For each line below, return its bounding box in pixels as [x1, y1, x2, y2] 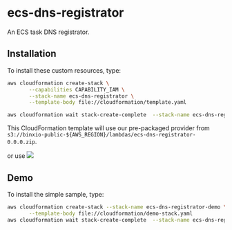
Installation [7, 48, 57, 60]
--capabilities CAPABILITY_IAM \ [28, 86, 126, 93]
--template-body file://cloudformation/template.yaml [28, 99, 187, 106]
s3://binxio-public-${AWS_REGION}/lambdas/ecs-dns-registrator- [7, 132, 196, 139]
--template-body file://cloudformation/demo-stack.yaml [28, 210, 193, 217]
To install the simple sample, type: [7, 190, 104, 198]
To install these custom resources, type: [7, 66, 122, 74]
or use [7, 152, 26, 160]
